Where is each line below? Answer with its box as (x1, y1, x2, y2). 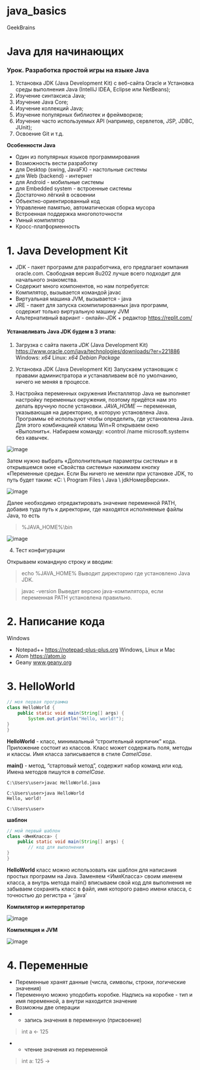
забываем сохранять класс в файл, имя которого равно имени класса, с (7, 885, 192, 892)
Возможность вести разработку (15, 160, 98, 167)
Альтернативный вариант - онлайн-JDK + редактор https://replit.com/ (15, 314, 192, 321)
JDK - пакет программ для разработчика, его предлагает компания (15, 263, 189, 271)
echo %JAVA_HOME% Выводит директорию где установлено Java (21, 569, 190, 576)
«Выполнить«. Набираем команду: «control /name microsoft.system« (15, 427, 189, 435)
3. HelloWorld (7, 680, 76, 693)
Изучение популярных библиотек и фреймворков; (15, 111, 143, 119)
